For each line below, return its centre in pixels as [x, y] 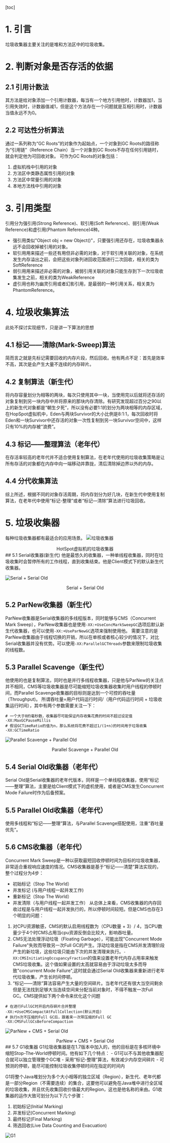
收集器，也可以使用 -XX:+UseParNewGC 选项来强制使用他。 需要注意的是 [86, 631]
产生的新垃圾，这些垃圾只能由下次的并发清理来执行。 [68, 951]
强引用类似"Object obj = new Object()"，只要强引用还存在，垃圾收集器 [86, 240]
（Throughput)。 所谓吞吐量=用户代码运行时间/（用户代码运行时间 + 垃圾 [81, 699]
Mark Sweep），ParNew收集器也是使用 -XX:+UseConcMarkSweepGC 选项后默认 [83, 624]
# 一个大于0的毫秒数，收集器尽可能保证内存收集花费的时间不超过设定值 [69, 716]
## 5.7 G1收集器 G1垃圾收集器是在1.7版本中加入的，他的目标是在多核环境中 [83, 1047]
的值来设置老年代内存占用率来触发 [123, 958]
